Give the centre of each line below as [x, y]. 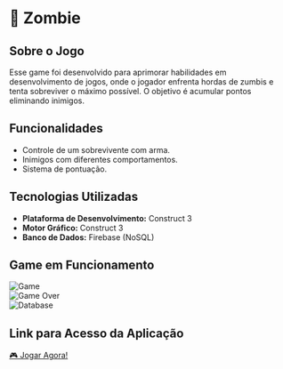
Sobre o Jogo [47, 51]
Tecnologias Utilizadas [74, 197]
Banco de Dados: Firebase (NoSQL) [88, 237]
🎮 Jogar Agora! [39, 356]
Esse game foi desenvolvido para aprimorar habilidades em [118, 72]
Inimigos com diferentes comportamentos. [100, 159]
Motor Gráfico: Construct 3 [73, 228]
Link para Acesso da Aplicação [97, 333]
